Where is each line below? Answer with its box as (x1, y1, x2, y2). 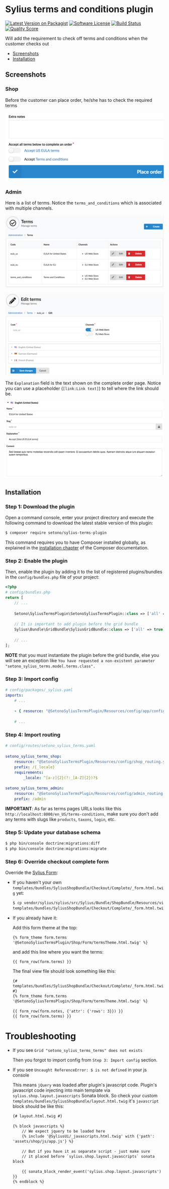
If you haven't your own (12, 880, 62, 886)
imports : (5, 693, 24, 698)
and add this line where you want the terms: (12, 949, 104, 955)
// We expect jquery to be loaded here (22, 1129, 106, 1134)
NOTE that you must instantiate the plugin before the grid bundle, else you (5, 652, 159, 658)
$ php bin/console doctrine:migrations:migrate (5, 846, 107, 851)
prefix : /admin (14, 796, 46, 802)
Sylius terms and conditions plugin (5, 4, 153, 15)
